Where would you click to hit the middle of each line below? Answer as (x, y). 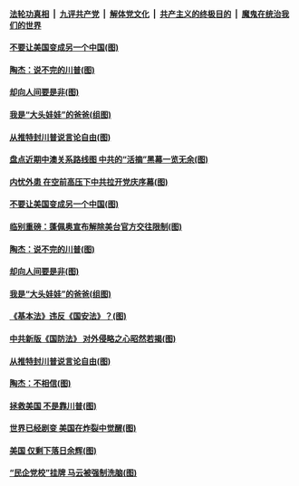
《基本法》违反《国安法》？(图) (68, 316)
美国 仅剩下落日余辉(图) (53, 450)
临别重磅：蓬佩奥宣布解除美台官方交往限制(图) (96, 226)
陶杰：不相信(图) (40, 384)
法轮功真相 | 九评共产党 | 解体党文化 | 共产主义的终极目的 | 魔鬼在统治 (145, 14)
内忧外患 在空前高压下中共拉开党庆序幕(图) (89, 182)
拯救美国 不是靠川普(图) (53, 405)
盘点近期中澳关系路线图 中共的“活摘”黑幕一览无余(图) (109, 159)
